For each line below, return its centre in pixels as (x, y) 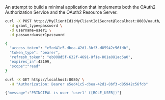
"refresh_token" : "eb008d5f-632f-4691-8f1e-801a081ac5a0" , (71, 57)
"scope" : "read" (25, 66)
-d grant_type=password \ (36, 26)
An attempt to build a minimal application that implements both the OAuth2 (80, 7)
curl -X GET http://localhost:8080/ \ (45, 80)
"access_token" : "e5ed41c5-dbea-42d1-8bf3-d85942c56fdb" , (70, 48)
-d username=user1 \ (30, 30)
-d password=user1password (37, 35)
